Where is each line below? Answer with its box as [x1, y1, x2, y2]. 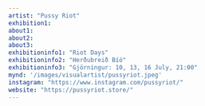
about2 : [8, 33, 34, 42]
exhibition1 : [8, 19, 52, 27]
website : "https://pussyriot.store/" [8, 85, 134, 94]
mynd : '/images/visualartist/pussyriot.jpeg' [8, 71, 162, 79]
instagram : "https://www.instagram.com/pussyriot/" [8, 78, 183, 86]
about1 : [8, 26, 34, 34]
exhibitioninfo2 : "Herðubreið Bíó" [8, 57, 127, 65]
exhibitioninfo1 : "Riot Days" [8, 49, 109, 57]
